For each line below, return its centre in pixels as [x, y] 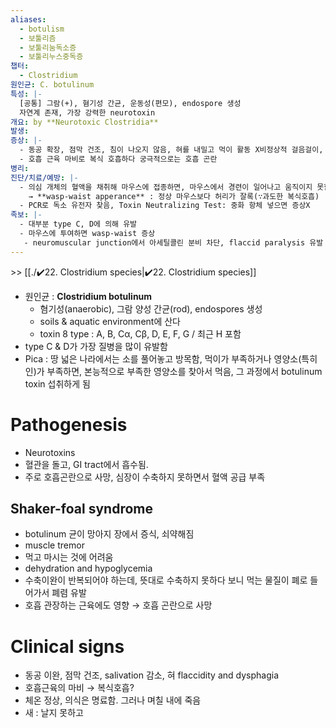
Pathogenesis [69, 424]
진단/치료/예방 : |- [44, 177]
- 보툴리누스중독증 [51, 57]
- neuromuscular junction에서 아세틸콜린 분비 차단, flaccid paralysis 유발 [173, 242]
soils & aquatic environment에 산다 [110, 321]
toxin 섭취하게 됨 [57, 383]
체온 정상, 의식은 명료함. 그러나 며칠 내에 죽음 [113, 700]
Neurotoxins [50, 452]
